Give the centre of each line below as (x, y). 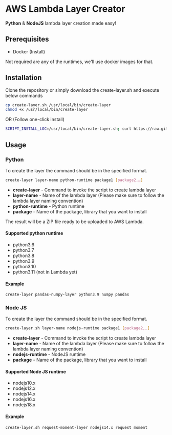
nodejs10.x (24, 383)
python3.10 (24, 266)
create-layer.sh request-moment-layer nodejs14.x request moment (76, 427)
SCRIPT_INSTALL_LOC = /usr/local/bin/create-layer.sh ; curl (68, 129)
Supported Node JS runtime (36, 371)
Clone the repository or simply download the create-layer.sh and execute (82, 90)
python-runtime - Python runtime (48, 206)
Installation (24, 78)
